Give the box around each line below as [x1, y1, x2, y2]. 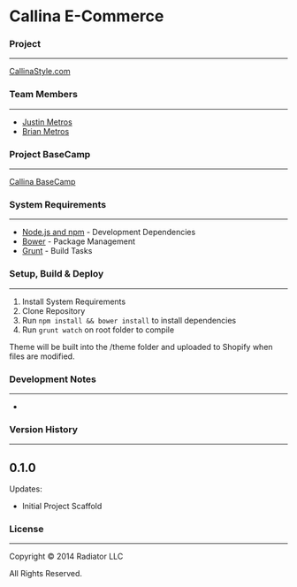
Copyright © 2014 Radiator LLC [9, 551, 124, 562]
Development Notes [9, 373, 97, 385]
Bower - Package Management [21, 236, 135, 247]
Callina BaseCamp [9, 177, 76, 187]
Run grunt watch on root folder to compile [21, 324, 175, 335]
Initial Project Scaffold [21, 501, 103, 512]
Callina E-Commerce [9, 6, 164, 27]
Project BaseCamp [9, 148, 91, 160]
